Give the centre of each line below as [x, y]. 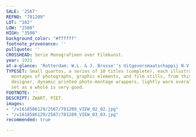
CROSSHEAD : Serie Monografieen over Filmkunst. [65, 55]
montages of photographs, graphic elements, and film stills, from [95, 76]
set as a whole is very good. [48, 87]
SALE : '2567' [22, 11]
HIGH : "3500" [22, 33]
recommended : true [28, 120]
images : [15, 103]
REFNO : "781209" [26, 17]
